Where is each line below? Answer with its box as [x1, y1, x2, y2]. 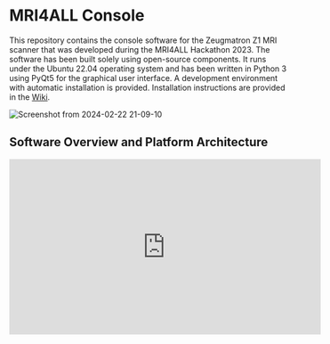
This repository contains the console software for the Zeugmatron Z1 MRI [9, 35, 278, 45]
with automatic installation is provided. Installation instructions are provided [9, 82, 286, 93]
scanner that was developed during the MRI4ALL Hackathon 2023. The [9, 44, 270, 54]
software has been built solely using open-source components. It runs [9, 53, 267, 64]
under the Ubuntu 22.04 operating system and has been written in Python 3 [9, 63, 287, 74]
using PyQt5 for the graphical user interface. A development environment [9, 72, 278, 83]
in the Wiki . [9, 91, 51, 102]
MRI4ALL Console [9, 5, 145, 26]
